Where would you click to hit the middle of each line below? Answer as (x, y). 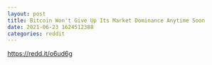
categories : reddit (36, 34)
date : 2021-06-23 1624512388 (51, 27)
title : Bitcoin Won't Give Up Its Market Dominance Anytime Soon (106, 20)
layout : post (27, 14)
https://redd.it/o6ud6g (40, 54)
